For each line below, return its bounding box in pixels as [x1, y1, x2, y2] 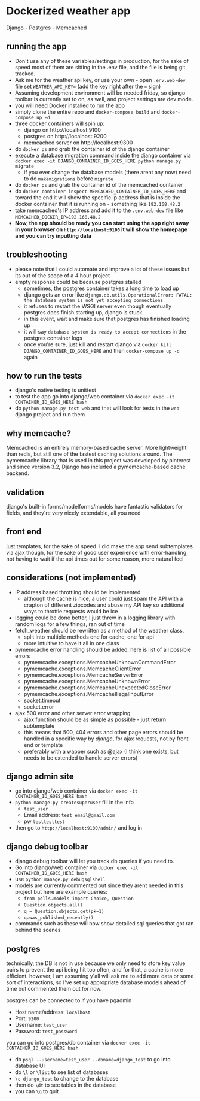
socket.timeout [23, 697, 61, 704]
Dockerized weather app [6, 4, 131, 18]
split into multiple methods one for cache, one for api [23, 633, 154, 640]
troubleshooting [6, 250, 67, 260]
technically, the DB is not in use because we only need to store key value [6, 960, 186, 967]
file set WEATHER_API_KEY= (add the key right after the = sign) [14, 83, 161, 90]
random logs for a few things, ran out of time [14, 620, 125, 627]
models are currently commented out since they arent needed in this [14, 882, 184, 889]
